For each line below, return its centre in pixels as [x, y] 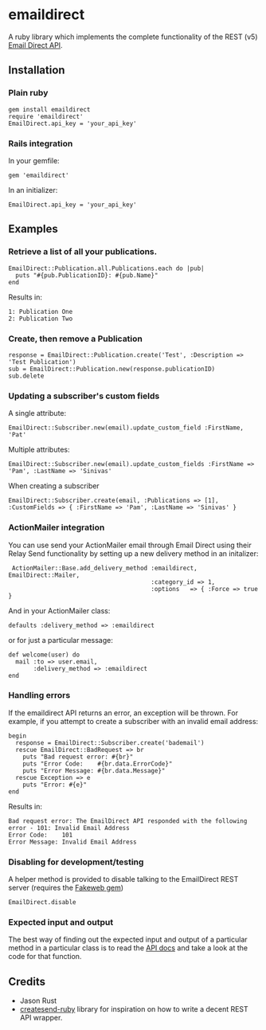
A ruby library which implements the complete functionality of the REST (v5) [133, 37]
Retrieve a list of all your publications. [83, 252]
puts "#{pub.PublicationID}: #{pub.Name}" [87, 275]
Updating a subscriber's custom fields [84, 396]
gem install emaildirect [49, 109]
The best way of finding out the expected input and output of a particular [128, 940]
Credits [27, 981]
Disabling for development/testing [76, 862]
